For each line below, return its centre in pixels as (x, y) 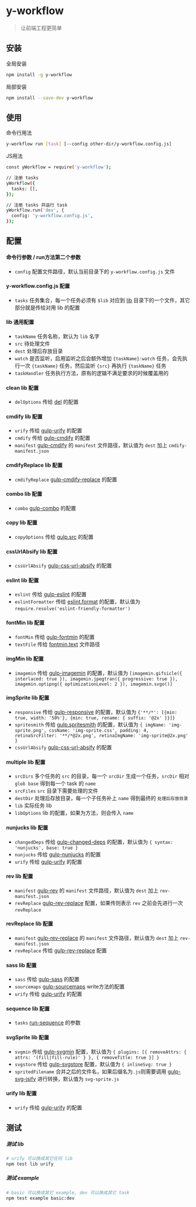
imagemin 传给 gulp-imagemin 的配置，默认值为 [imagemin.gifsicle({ (98, 673)
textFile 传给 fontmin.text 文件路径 (57, 644)
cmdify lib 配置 (24, 416)
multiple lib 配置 (26, 762)
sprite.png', (31, 731)
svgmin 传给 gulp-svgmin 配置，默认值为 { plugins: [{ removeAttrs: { (100, 1052)
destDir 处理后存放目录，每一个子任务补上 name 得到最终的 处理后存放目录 (101, 798)
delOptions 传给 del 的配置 (47, 402)
